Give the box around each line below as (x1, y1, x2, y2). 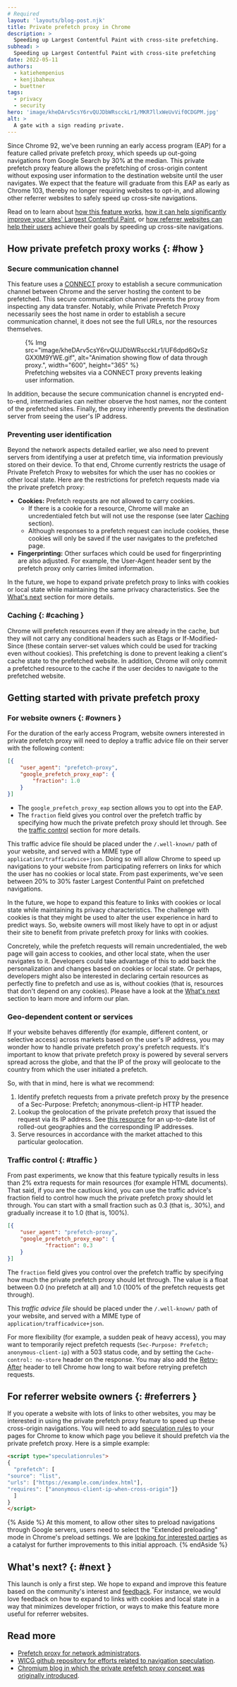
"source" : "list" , (7, 1473, 61, 1480)
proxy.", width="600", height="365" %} (25, 361, 139, 370)
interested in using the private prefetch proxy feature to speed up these (7, 1417, 215, 1425)
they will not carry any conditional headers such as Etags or (7, 634, 181, 642)
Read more (7, 1630, 56, 1642)
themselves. (7, 325, 43, 334)
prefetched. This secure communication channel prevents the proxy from (7, 295, 220, 303)
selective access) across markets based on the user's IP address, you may (7, 1035, 224, 1044)
